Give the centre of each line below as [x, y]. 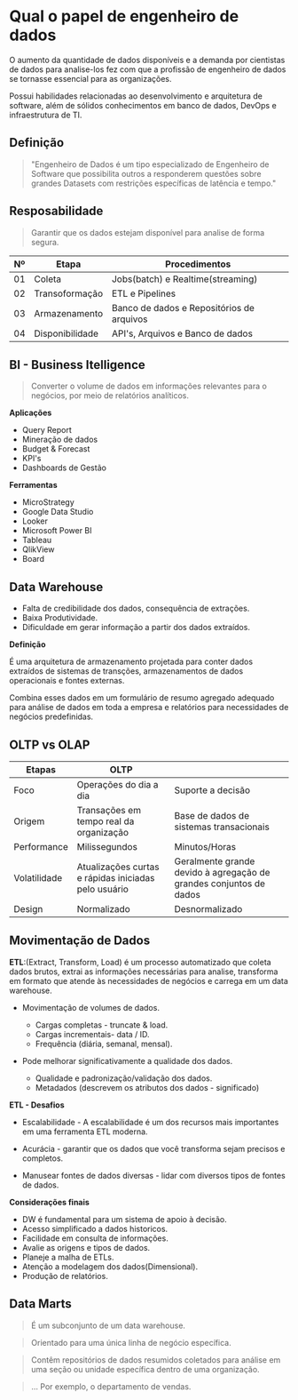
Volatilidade [38, 878]
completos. [43, 1158]
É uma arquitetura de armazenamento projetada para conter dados [131, 662]
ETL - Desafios [37, 1105]
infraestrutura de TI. [46, 115]
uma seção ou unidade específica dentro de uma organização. [145, 1369]
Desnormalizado [208, 909]
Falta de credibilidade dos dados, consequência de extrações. [136, 608]
